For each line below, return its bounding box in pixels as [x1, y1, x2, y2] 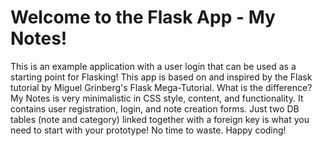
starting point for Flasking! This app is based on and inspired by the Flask [10, 71, 313, 83]
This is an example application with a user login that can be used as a [10, 60, 297, 72]
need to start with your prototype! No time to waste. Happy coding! [10, 124, 287, 136]
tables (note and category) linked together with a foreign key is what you [10, 113, 310, 125]
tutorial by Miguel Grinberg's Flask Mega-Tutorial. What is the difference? [10, 81, 313, 93]
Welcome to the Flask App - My [10, 6, 276, 29]
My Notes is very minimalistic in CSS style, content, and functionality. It [10, 92, 304, 104]
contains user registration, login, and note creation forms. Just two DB [10, 102, 300, 115]
